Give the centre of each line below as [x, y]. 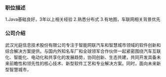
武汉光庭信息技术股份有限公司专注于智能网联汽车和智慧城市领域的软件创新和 [83, 45]
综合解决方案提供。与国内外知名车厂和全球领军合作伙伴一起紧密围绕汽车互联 [83, 51]
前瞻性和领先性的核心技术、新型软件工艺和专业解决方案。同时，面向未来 [83, 63]
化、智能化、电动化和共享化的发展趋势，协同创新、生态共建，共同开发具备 [81, 57]
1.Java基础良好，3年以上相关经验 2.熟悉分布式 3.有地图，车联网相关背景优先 [83, 19]
